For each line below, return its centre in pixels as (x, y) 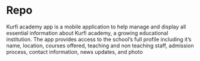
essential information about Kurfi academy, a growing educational (87, 33)
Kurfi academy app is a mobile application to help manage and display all (96, 27)
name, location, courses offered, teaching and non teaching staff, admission (100, 46)
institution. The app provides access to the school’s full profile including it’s (99, 39)
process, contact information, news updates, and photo (75, 52)
